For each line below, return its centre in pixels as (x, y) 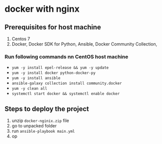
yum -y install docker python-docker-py (54, 73)
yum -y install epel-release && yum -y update (60, 68)
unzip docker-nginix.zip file (40, 120)
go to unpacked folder (34, 126)
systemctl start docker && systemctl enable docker (66, 94)
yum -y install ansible (36, 78)
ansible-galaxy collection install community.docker (67, 84)
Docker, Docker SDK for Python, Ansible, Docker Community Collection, (84, 44)
